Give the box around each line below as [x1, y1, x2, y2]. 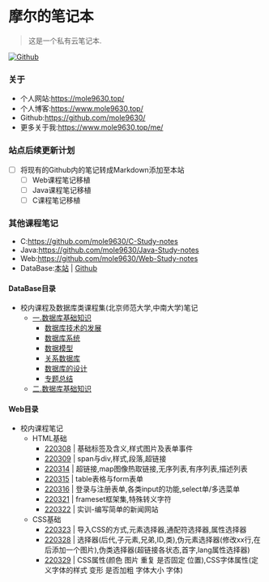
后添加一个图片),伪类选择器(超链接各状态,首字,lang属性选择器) [44, 545, 250, 555]
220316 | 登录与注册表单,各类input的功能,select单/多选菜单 [44, 484, 241, 494]
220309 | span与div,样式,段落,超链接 [44, 454, 167, 464]
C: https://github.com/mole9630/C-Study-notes [19, 237, 178, 246]
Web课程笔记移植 [32, 175, 91, 185]
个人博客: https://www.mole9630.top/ [19, 104, 143, 113]
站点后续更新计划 [8, 145, 75, 156]
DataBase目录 [8, 283, 57, 293]
